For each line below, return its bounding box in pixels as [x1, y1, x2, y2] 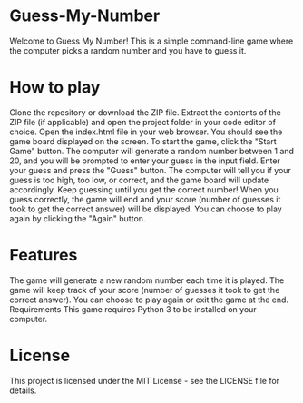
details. [9, 385, 37, 396]
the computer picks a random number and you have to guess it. [9, 44, 247, 55]
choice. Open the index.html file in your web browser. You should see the [9, 126, 283, 137]
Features [9, 245, 78, 266]
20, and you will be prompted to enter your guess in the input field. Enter [9, 155, 281, 166]
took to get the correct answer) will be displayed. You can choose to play [9, 203, 283, 214]
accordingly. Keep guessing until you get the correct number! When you [9, 183, 279, 195]
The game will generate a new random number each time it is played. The [9, 274, 285, 286]
